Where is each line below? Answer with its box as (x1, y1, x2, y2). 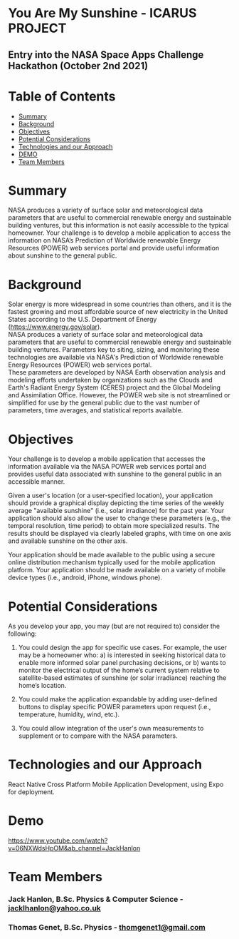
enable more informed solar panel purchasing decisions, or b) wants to (18, 659, 226, 667)
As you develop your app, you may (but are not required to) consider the (8, 622, 221, 631)
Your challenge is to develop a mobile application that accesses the (8, 455, 206, 463)
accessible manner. (8, 477, 65, 486)
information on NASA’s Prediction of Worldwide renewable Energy (8, 236, 201, 245)
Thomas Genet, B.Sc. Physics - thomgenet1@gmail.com (8, 923, 206, 933)
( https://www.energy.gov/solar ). (8, 323, 102, 331)
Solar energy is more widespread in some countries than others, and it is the (8, 300, 232, 308)
